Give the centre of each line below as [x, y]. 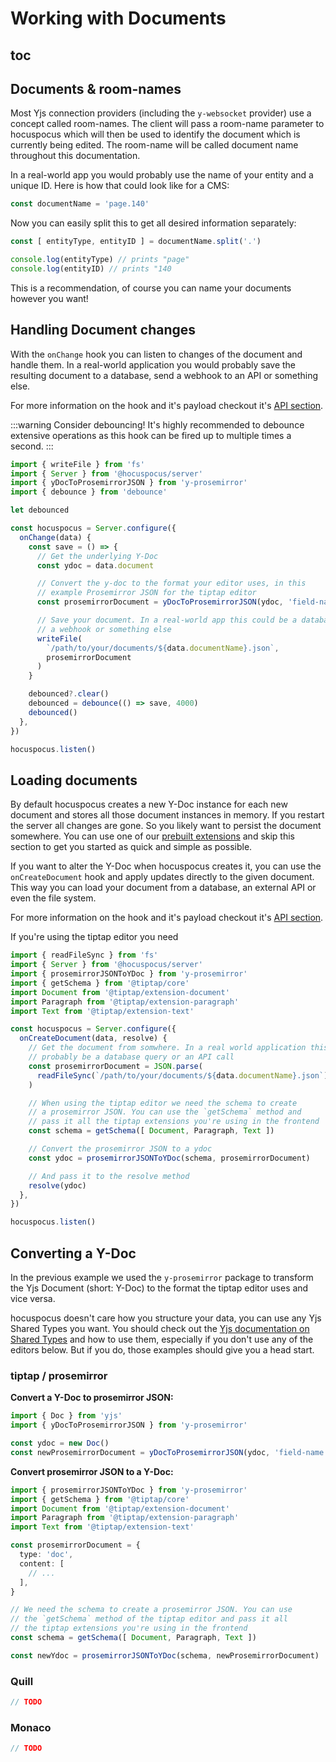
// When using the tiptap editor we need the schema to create [163, 1103]
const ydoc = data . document [95, 565]
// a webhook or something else [104, 629]
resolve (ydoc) [57, 1185]
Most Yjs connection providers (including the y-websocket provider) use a [161, 113]
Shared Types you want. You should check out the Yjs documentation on [160, 1328]
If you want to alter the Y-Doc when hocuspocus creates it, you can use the [166, 866]
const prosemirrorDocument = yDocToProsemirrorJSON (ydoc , [160, 602]
